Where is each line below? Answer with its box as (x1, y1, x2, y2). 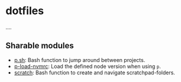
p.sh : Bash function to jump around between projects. (14, 56, 146, 63)
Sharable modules (5, 41, 75, 51)
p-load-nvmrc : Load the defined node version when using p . (14, 63, 161, 70)
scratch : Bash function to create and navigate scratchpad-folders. (14, 69, 176, 76)
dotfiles (5, 4, 44, 18)
